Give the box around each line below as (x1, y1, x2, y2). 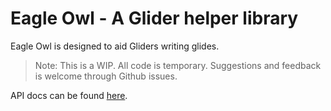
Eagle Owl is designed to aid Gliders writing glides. (10, 40, 220, 52)
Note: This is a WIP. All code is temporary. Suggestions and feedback (34, 59, 322, 71)
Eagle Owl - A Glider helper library (10, 7, 299, 30)
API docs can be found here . (10, 89, 128, 101)
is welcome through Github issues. (34, 70, 178, 82)
